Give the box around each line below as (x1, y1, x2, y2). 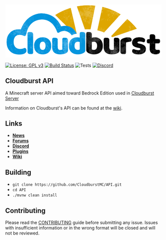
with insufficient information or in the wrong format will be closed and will (5, 225, 156, 231)
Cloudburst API (5, 77, 54, 85)
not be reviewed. (5, 230, 40, 236)
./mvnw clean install (12, 193, 57, 198)
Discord (12, 143, 29, 149)
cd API (12, 188, 26, 193)
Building (5, 168, 31, 176)
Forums (12, 138, 29, 144)
